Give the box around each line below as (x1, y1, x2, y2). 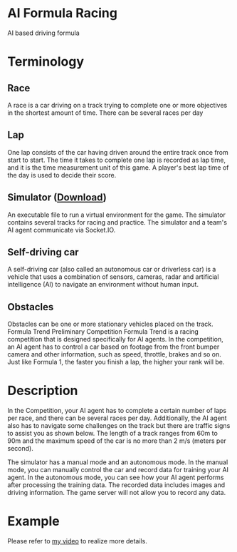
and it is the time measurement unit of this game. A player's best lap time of (7, 163, 229, 172)
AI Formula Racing (7, 5, 117, 21)
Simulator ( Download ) (7, 191, 107, 204)
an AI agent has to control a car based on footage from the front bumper (7, 342, 220, 351)
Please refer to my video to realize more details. (7, 537, 147, 546)
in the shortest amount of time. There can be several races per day (7, 108, 204, 117)
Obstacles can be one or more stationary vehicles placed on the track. (7, 320, 214, 329)
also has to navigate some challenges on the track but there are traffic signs (7, 421, 231, 430)
